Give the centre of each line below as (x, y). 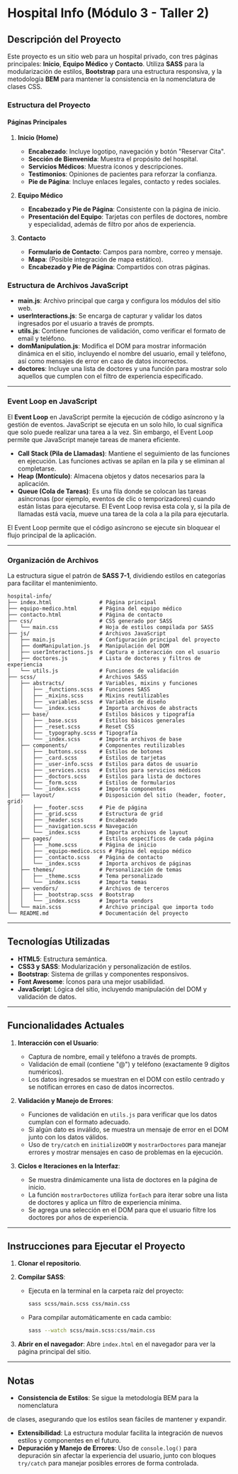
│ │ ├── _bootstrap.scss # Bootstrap (71, 895)
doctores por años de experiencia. (78, 1217)
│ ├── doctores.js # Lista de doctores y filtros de (104, 659)
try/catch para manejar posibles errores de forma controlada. (108, 1463)
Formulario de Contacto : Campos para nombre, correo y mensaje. (125, 252)
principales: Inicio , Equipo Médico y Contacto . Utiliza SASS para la (106, 64)
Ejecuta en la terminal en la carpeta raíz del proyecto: (106, 1291)
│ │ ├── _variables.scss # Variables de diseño (87, 702)
